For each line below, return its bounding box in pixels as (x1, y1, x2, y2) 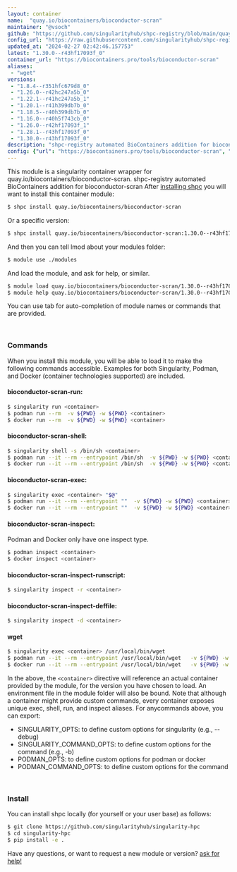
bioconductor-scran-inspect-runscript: (7, 570, 126, 579)
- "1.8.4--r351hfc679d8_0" (10, 82, 90, 90)
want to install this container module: (7, 190, 115, 198)
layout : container (7, 10, 61, 18)
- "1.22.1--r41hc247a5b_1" (10, 96, 90, 103)
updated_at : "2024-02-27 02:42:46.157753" (7, 43, 134, 50)
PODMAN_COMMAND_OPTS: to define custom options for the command (17, 763, 229, 771)
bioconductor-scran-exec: (7, 475, 87, 484)
